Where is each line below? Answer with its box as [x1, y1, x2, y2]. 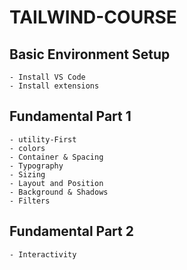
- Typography [9, 161, 64, 171]
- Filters [9, 196, 51, 206]
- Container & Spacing [9, 152, 104, 162]
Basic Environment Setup [9, 46, 171, 63]
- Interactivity [9, 249, 77, 260]
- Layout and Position [9, 178, 104, 188]
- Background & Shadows [9, 187, 109, 197]
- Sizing [9, 169, 46, 180]
